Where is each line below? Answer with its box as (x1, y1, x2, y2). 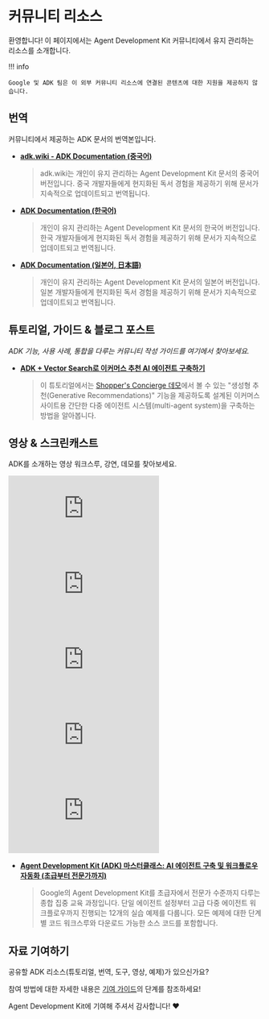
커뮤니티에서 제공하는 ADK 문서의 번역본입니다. (8, 134, 157, 143)
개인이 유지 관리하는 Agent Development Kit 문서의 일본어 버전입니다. (39, 277, 260, 287)
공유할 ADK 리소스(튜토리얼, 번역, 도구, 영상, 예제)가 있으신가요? (8, 967, 210, 977)
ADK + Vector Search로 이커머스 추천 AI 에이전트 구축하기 (19, 363, 206, 373)
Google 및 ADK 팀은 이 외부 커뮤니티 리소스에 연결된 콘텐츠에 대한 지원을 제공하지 (8, 78, 249, 87)
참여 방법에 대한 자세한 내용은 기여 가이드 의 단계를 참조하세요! (8, 984, 202, 994)
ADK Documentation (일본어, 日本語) (19, 259, 142, 270)
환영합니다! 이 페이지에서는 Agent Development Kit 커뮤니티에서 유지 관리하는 (8, 35, 255, 45)
